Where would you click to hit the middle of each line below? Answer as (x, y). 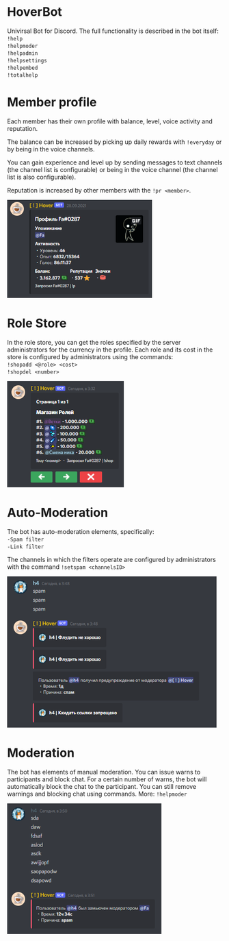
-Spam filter (26, 539)
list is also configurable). (42, 177)
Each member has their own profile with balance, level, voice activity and (110, 121)
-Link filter (26, 547)
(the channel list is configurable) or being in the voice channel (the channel (112, 169)
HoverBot (35, 12)
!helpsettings (27, 60)
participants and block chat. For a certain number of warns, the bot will (107, 779)
